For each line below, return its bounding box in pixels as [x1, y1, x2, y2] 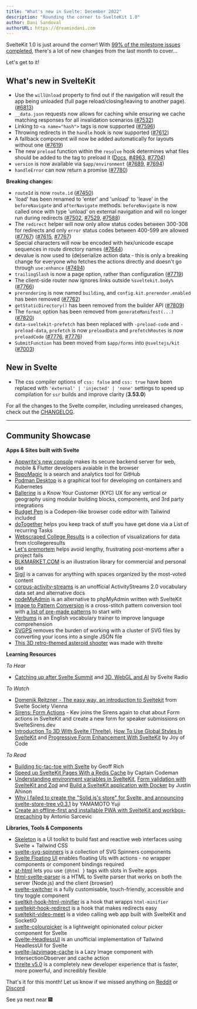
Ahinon [14, 788, 32, 795]
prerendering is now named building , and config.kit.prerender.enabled [14, 289, 191, 297]
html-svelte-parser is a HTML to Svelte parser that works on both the [14, 873, 182, 880]
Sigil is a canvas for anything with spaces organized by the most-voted [14, 570, 186, 577]
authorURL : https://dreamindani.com [6, 25, 96, 31]
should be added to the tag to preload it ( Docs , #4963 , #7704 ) [14, 154, 166, 161]
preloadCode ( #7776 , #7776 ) [14, 333, 83, 340]
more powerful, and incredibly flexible [14, 967, 107, 974]
